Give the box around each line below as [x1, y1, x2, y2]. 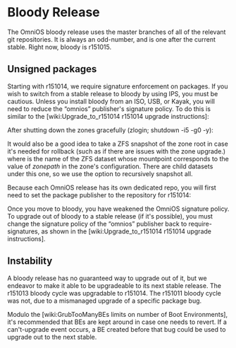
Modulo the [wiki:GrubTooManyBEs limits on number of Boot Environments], [7, 310, 228, 318]
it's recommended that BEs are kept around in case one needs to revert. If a [7, 318, 227, 326]
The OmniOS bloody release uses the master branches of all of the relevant [7, 28, 226, 36]
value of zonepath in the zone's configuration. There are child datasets [7, 162, 213, 170]
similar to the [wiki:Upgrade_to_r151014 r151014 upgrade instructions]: [7, 112, 209, 120]
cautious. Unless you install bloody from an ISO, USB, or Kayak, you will [7, 97, 215, 105]
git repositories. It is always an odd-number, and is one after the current [7, 35, 216, 43]
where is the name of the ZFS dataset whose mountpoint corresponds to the [7, 154, 229, 163]
